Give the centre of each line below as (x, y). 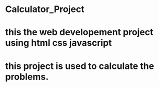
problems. (27, 77)
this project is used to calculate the (80, 66)
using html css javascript (58, 43)
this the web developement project (79, 32)
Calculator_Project (45, 9)
